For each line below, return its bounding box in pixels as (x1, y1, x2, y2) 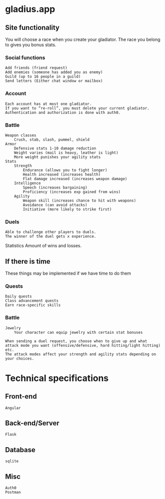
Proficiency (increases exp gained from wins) (23, 189, 121, 195)
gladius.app (5, 3, 55, 15)
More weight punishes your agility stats (14, 154, 101, 160)
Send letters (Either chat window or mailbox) (5, 79, 103, 84)
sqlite (5, 459, 19, 464)
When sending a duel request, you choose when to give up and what (5, 338, 148, 344)
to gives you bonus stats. (5, 42, 56, 48)
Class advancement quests (5, 299, 58, 303)
